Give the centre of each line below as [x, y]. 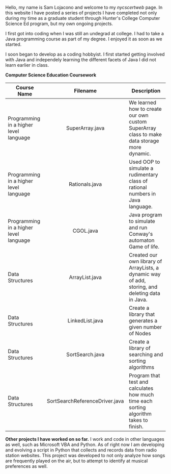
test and [139, 382]
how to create [145, 109]
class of [138, 181]
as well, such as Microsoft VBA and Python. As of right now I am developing [85, 444]
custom [138, 122]
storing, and [143, 287]
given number [146, 327]
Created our [143, 255]
